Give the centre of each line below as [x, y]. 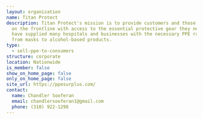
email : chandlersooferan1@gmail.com [58, 101]
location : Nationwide [34, 62]
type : [13, 46]
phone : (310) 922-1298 [40, 107]
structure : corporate [34, 56]
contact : [17, 90]
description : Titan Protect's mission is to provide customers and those [101, 23]
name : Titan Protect [32, 17]
